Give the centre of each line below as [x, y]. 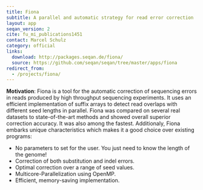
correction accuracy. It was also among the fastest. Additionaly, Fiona [93, 124]
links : [15, 52]
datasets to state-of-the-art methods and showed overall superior [88, 117]
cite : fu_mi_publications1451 [45, 35]
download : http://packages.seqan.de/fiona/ [67, 57]
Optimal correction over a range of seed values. [75, 168]
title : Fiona [23, 12]
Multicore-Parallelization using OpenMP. [65, 174]
